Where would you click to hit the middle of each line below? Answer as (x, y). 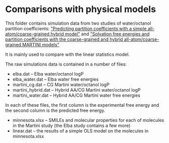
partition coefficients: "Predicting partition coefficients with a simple (76, 28)
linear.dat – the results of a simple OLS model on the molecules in (80, 131)
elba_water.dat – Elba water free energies (55, 79)
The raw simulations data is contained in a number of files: (66, 64)
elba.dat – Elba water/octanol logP (48, 74)
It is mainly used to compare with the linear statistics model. (68, 54)
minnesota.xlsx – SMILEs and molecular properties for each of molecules (88, 120)
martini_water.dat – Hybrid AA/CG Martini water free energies (76, 95)
